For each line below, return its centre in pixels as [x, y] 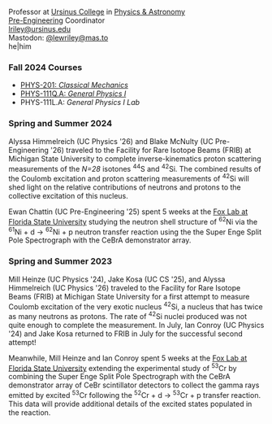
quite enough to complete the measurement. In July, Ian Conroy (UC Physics [136, 325]
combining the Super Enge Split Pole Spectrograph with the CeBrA [119, 377]
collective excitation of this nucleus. [68, 195]
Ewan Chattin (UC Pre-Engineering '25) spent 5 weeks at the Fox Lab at [128, 212]
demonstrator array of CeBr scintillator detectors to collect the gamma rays [134, 385]
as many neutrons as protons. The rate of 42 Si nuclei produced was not [128, 315]
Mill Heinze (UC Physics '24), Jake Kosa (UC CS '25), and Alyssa [117, 279]
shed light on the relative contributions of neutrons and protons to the [125, 187]
